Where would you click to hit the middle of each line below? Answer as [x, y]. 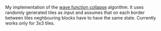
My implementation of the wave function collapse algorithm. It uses [74, 7]
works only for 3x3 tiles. [30, 23]
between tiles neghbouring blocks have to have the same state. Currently [81, 18]
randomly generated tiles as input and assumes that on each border [75, 12]
